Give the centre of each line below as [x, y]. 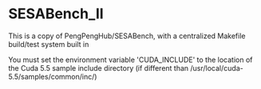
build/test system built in [49, 44]
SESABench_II [56, 14]
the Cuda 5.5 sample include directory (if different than [99, 68]
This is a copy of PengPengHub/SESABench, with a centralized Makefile [127, 36]
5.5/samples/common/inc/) [53, 76]
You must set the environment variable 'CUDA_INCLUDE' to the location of [130, 60]
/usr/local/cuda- [217, 68]
